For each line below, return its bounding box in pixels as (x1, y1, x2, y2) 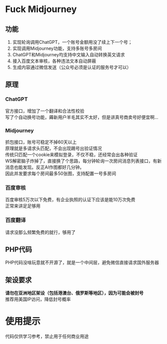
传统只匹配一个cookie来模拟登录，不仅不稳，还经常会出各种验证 (5, 151, 138, 157)
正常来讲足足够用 (5, 203, 41, 209)
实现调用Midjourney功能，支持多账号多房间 (12, 45, 102, 51)
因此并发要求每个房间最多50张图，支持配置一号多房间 (5, 170, 116, 177)
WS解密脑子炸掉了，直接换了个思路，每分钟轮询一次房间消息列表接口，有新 (5, 157, 162, 164)
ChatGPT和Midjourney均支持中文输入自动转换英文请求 (12, 52, 125, 57)
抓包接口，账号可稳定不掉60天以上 (5, 139, 77, 145)
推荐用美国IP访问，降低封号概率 (5, 296, 71, 302)
